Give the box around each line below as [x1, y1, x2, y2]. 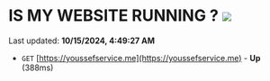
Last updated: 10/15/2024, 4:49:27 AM [8, 35, 155, 46]
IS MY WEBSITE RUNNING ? [8, 5, 220, 26]
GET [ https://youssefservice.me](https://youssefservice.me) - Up [21, 52, 261, 63]
